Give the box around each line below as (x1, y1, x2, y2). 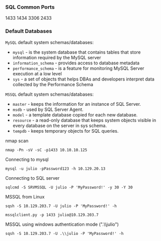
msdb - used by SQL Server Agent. (12, 106, 84, 112)
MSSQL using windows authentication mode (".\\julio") (5, 221, 119, 227)
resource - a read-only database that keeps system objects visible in (12, 117, 156, 123)
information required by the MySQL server (12, 54, 102, 60)
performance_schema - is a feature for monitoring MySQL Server (12, 65, 145, 71)
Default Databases (5, 28, 52, 35)
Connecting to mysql (5, 156, 49, 163)
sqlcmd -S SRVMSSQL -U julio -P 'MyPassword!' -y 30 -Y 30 (5, 185, 133, 190)
